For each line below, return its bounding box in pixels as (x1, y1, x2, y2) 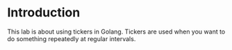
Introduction (7, 5, 81, 21)
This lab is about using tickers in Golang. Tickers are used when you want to (7, 27, 226, 36)
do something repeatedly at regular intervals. (7, 34, 136, 42)
